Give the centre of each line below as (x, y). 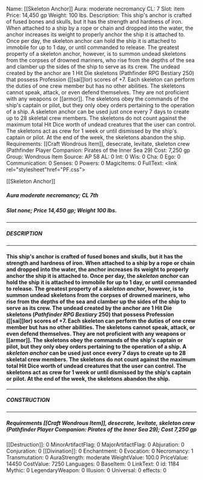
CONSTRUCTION (28, 400)
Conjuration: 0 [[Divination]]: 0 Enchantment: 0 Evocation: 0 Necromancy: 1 (100, 451)
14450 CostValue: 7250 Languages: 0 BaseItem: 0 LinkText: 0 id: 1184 (93, 464)
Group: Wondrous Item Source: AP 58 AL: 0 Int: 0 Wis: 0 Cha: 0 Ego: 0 (94, 156)
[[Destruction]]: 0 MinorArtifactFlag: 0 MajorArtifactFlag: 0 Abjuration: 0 (95, 445)
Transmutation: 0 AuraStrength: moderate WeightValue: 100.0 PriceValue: (97, 458)
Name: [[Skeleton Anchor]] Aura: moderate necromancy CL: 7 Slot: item (95, 9)
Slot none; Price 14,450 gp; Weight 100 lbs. (62, 210)
